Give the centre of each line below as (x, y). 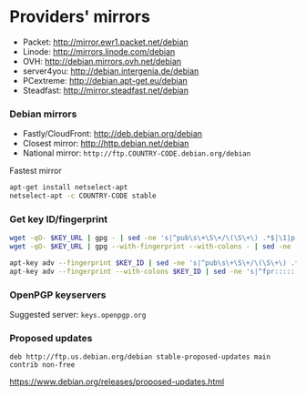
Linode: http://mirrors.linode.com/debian (99, 51)
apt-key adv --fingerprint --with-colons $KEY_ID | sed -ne (126, 271)
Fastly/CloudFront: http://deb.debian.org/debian (112, 134)
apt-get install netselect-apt (69, 188)
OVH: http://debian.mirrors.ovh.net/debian (102, 61)
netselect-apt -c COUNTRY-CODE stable (83, 196)
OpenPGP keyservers (58, 295)
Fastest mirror (36, 171)
